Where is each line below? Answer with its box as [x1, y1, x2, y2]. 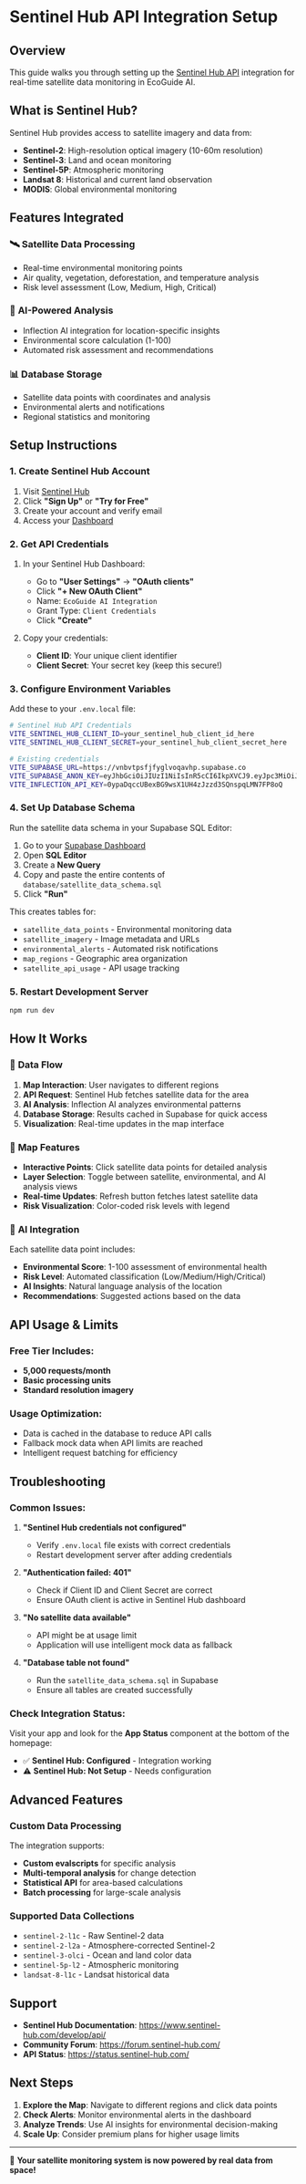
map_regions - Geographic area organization [22, 952, 189, 963]
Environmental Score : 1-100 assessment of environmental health [22, 1262, 267, 1273]
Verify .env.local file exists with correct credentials [36, 1539, 231, 1550]
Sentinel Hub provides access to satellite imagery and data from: [9, 127, 252, 138]
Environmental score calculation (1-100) [22, 335, 171, 346]
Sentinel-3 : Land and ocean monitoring [22, 154, 172, 165]
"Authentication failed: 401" [22, 1566, 132, 1577]
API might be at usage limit [36, 1629, 138, 1640]
